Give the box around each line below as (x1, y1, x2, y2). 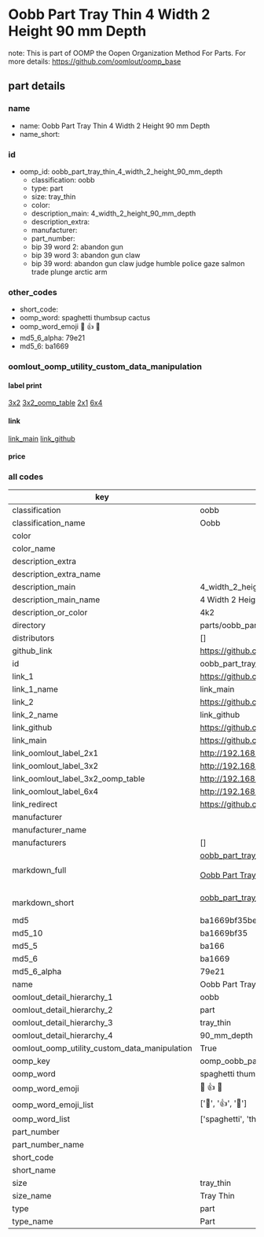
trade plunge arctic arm (31, 267, 108, 276)
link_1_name (12, 684, 59, 695)
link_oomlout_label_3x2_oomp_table (12, 774, 145, 785)
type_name (12, 1216, 53, 1227)
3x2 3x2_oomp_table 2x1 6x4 (8, 398, 103, 408)
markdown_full (12, 865, 67, 876)
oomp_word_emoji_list (12, 1099, 94, 1110)
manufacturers (12, 837, 67, 848)
